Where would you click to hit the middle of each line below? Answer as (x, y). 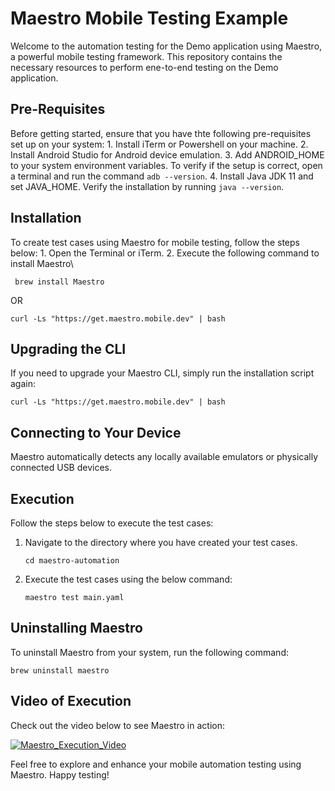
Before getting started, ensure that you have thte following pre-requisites (161, 133)
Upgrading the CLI (68, 348)
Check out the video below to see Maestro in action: (117, 725)
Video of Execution (71, 701)
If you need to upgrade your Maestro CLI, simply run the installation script (162, 373)
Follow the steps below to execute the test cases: (112, 523)
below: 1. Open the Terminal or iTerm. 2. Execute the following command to (165, 253)
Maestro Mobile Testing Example (149, 18)
